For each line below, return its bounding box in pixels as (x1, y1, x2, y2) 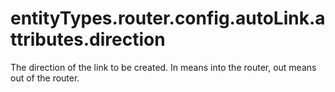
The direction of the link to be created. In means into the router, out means (10, 61, 317, 73)
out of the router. (10, 72, 80, 84)
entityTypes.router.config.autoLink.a (10, 7, 326, 30)
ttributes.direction (10, 28, 166, 51)
